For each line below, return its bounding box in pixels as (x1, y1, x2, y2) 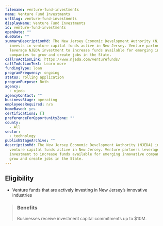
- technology (9, 134, 36, 139)
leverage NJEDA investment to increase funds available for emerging (9, 48, 153, 52)
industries (12, 192, 33, 198)
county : (5, 120, 21, 125)
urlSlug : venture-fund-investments (5, 16, 77, 21)
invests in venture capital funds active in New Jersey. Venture (9, 43, 145, 48)
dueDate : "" (5, 35, 29, 39)
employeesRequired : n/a (5, 102, 53, 107)
